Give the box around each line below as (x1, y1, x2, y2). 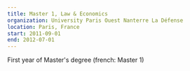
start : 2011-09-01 (7, 30, 61, 37)
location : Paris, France (7, 23, 80, 30)
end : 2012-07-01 (7, 37, 55, 44)
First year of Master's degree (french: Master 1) (7, 56, 144, 64)
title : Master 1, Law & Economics (7, 10, 109, 18)
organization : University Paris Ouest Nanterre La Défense (7, 17, 184, 24)
